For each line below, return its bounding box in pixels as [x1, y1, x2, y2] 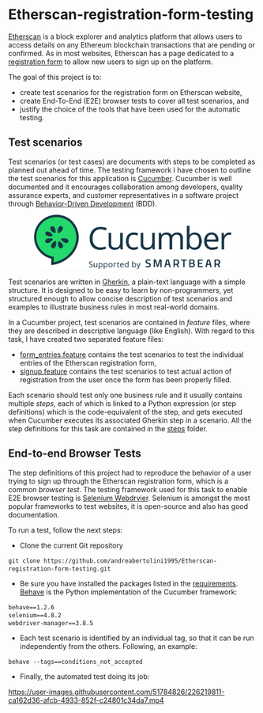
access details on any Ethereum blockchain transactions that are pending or [8, 40, 255, 49]
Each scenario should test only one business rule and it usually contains [8, 390, 242, 400]
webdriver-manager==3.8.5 [8, 619, 93, 627]
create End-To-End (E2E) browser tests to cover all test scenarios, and [19, 96, 250, 105]
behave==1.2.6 [8, 603, 55, 611]
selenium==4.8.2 [8, 611, 62, 619]
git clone [8, 556, 41, 565]
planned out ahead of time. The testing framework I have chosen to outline [8, 165, 251, 175]
